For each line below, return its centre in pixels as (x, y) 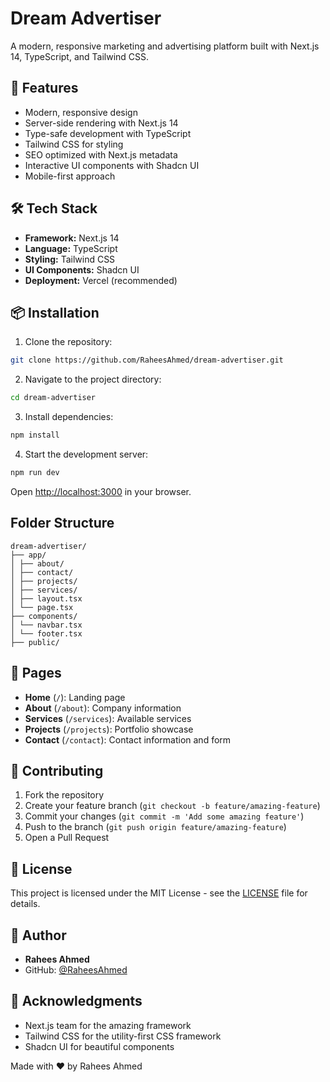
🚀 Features (44, 88)
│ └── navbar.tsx (46, 625)
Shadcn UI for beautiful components (99, 1046)
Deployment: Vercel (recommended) (101, 280)
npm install (35, 435)
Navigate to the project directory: (93, 379)
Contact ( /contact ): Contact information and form (128, 739)
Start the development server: (86, 454)
